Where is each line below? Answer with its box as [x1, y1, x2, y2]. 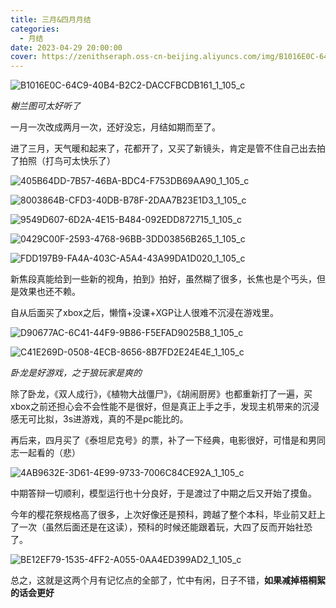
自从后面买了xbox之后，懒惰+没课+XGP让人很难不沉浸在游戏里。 [10, 307, 279, 319]
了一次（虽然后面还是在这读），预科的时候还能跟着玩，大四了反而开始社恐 [10, 521, 313, 533]
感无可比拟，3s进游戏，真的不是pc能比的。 [10, 413, 189, 425]
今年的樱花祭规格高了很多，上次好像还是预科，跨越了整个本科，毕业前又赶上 [10, 509, 326, 521]
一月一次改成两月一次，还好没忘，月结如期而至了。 [10, 121, 221, 133]
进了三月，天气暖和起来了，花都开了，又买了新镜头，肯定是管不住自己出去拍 [10, 142, 326, 155]
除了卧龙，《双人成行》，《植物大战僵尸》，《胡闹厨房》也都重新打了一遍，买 [10, 388, 313, 400]
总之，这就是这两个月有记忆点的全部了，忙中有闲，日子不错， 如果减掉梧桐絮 [10, 574, 326, 586]
